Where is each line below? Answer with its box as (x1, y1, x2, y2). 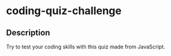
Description (6, 28, 50, 38)
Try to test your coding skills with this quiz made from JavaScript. (6, 43, 166, 50)
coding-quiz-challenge (6, 4, 122, 18)
